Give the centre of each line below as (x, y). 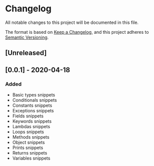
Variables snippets (31, 158)
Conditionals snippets (35, 100)
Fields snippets (28, 116)
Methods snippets (31, 137)
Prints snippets (28, 148)
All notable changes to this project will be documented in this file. (72, 22)
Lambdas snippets (31, 127)
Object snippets (29, 143)
